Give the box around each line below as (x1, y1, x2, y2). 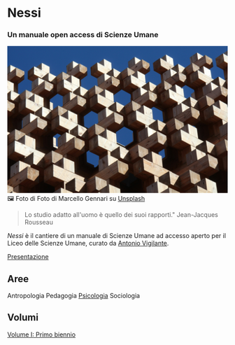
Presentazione (7, 253, 49, 261)
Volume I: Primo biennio (7, 330, 76, 339)
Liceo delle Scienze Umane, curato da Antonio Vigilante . (7, 239, 169, 248)
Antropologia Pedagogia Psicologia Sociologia (7, 291, 141, 300)
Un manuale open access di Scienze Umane (7, 30, 159, 40)
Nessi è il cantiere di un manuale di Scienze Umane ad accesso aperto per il (7, 232, 226, 240)
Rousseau (24, 218, 54, 227)
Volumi (7, 311, 38, 323)
